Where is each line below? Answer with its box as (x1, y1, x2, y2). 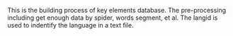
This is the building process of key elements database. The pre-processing (7, 6, 227, 14)
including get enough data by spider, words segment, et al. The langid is (7, 13, 218, 22)
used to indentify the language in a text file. (7, 21, 134, 29)
